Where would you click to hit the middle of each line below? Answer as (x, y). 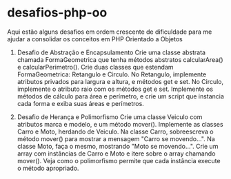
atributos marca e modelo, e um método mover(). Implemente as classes (120, 124)
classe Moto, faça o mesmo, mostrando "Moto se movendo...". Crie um (118, 146)
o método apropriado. (48, 168)
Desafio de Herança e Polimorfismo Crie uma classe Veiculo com (110, 117)
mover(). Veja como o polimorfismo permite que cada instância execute (119, 160)
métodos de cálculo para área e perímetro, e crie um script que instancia (120, 96)
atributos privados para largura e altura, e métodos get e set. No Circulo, (120, 81)
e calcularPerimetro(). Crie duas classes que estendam (95, 67)
